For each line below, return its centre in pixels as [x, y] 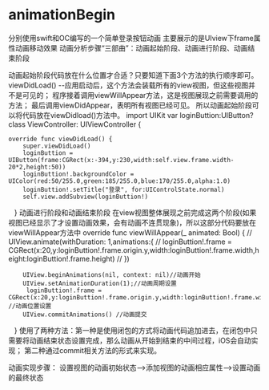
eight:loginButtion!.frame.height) [62, 258]
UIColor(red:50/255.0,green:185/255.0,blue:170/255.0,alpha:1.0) [119, 181]
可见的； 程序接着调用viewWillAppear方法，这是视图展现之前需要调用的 [140, 95]
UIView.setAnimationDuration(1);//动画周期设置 [100, 283]
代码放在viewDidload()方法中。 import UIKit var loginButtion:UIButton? [138, 115]
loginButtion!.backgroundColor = [78, 174]
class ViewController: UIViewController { [75, 124]
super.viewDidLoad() [57, 146]
